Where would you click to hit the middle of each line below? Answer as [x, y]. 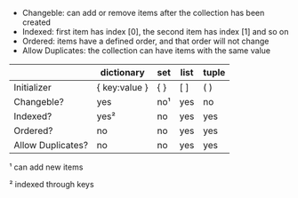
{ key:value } [122, 87]
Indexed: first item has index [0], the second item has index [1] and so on [155, 32]
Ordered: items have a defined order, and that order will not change [145, 41]
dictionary [122, 72]
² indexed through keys [52, 184]
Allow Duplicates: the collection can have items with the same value [146, 51]
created [36, 22]
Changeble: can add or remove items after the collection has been [143, 13]
